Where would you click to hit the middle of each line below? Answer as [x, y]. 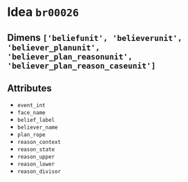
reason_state [36, 149]
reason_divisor [39, 172]
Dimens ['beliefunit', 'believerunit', [95, 38]
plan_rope [31, 135]
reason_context [39, 143]
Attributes [29, 88]
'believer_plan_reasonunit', [70, 56]
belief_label [36, 120]
